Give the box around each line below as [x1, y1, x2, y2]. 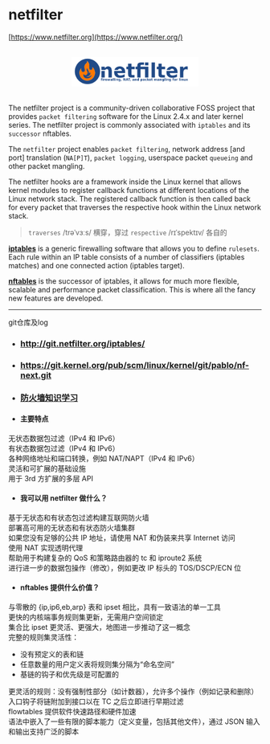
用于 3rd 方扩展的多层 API [8, 473, 94, 483]
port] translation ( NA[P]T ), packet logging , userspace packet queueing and [8, 153, 253, 162]
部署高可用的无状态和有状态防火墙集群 [8, 522, 135, 532]
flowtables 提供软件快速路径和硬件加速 [8, 707, 137, 717]
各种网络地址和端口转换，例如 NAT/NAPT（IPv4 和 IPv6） [8, 453, 199, 463]
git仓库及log [8, 317, 48, 327]
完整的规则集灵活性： [8, 632, 79, 642]
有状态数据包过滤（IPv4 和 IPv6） [8, 444, 120, 453]
